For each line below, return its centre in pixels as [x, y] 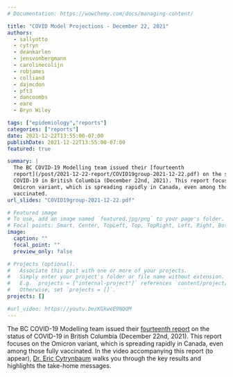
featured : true [29, 149]
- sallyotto [31, 39]
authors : [20, 33]
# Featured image [32, 213]
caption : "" [31, 239]
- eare [23, 104]
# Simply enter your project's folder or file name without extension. [116, 277]
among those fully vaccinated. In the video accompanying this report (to [110, 351]
